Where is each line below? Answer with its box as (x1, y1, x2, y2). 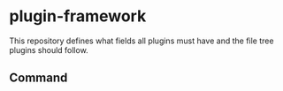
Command (9, 71, 68, 86)
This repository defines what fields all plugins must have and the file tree (9, 35, 274, 46)
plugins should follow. (9, 44, 88, 55)
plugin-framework (9, 6, 147, 27)
